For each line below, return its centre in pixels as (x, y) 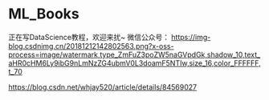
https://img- (191, 37)
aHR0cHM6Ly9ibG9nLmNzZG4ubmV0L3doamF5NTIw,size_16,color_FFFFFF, (134, 63)
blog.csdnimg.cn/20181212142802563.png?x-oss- (91, 46)
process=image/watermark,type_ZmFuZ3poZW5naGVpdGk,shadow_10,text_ (134, 54)
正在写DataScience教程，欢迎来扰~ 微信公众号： (89, 37)
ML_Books (44, 14)
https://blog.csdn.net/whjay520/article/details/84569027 (103, 87)
